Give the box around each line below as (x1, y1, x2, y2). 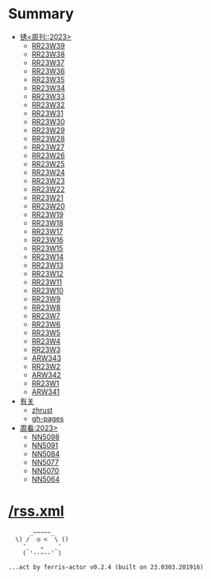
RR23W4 (31, 336, 61, 345)
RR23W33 (31, 91, 65, 101)
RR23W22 (31, 184, 65, 194)
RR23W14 (31, 252, 64, 261)
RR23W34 (31, 83, 66, 92)
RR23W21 (31, 192, 63, 203)
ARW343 (31, 353, 62, 362)
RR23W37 (31, 57, 65, 68)
